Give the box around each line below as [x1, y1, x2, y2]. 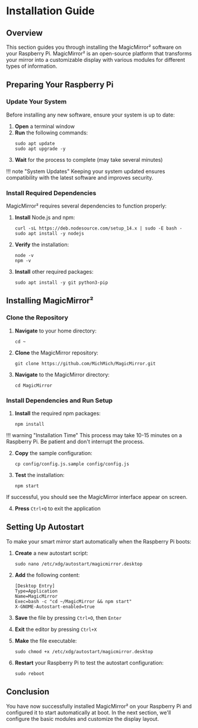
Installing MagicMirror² [6, 296, 94, 306]
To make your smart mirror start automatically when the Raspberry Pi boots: [6, 538, 191, 545]
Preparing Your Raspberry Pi [6, 80, 114, 90]
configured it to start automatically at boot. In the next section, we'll [6, 709, 171, 716]
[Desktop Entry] [14, 583, 55, 589]
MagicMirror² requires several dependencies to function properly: [6, 202, 167, 209]
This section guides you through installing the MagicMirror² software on [6, 43, 182, 51]
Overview [6, 28, 43, 38]
